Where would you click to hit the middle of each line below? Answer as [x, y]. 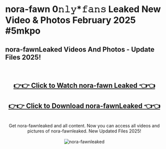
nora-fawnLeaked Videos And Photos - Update [80, 49]
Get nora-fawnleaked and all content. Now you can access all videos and [84, 126]
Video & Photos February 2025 [71, 20]
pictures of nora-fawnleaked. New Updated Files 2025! [84, 131]
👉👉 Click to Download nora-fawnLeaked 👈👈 [84, 106]
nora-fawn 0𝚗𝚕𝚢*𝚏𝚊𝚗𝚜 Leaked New [83, 9]
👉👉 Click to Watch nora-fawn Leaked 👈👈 [84, 86]
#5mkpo [23, 31]
